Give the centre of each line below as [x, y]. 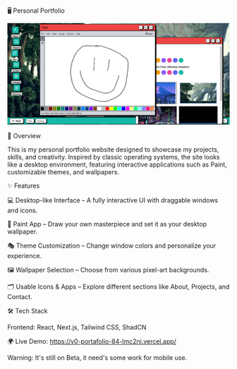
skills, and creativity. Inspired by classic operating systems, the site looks [114, 157]
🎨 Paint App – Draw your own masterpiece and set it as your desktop [107, 224]
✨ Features [24, 186]
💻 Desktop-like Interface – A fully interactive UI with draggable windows [113, 200]
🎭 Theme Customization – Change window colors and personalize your [112, 246]
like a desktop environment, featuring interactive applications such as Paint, [117, 164]
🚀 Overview [24, 135]
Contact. [20, 296]
